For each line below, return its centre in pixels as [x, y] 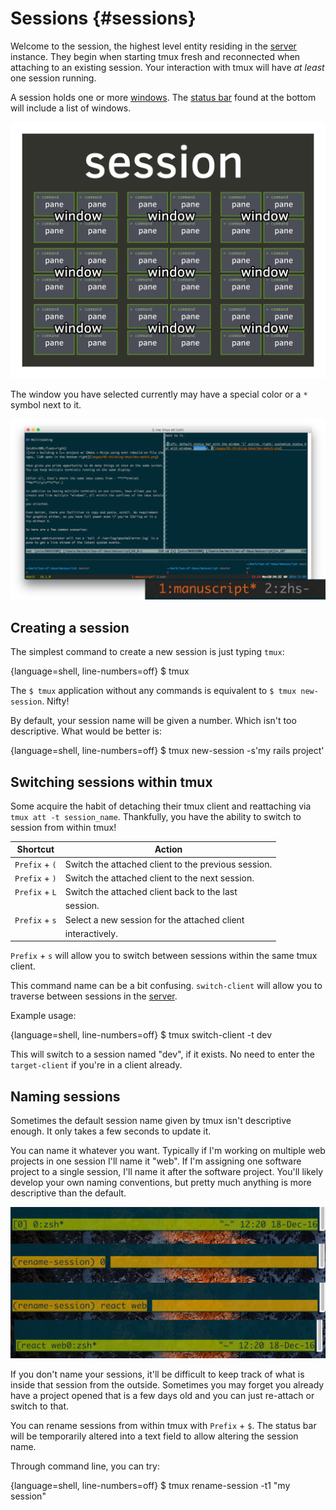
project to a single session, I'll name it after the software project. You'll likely [167, 1172]
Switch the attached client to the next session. [159, 878]
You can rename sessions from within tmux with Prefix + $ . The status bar [163, 1425]
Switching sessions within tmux [111, 782]
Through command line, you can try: [85, 1466]
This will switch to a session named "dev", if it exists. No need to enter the [162, 1054]
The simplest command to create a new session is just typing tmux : [147, 652]
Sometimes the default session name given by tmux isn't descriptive [151, 1121]
